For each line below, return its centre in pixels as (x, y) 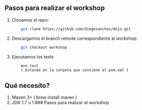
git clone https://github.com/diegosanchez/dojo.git (76, 29)
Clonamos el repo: (30, 20)
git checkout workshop (44, 47)
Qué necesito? (27, 85)
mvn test (30, 66)
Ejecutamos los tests (33, 56)
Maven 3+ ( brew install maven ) (44, 97)
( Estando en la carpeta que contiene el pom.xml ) (75, 70)
